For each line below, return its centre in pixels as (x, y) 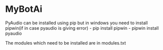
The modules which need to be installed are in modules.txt (66, 43)
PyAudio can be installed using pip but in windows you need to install (76, 23)
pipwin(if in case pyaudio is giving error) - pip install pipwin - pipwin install (82, 28)
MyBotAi (24, 9)
